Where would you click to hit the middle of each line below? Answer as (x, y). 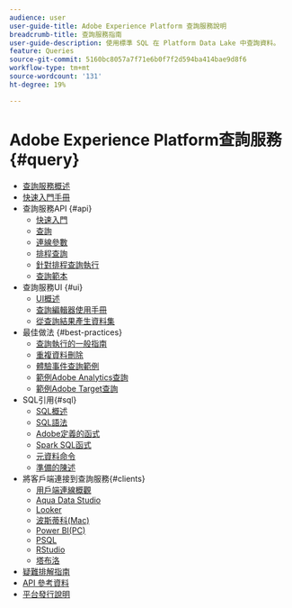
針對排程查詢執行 (67, 264)
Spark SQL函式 (63, 445)
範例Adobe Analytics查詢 (82, 377)
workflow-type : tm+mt (50, 68)
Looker (49, 509)
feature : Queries (42, 51)
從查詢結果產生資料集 (75, 321)
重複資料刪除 (59, 354)
